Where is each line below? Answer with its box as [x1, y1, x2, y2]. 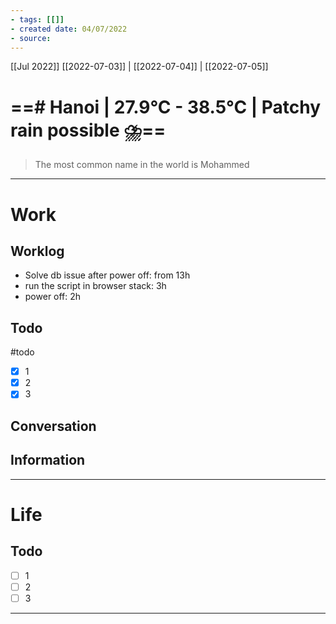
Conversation [10, 417, 97, 435]
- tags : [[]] [10, 14, 65, 25]
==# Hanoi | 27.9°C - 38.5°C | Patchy [10, 96, 322, 118]
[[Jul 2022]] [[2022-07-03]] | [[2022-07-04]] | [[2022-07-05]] [10, 61, 269, 73]
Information [10, 452, 86, 469]
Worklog [10, 242, 65, 260]
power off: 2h [24, 291, 82, 303]
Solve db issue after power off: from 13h [24, 269, 191, 281]
